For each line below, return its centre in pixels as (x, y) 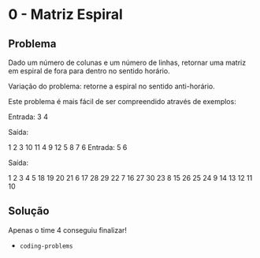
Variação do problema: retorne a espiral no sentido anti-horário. (111, 86)
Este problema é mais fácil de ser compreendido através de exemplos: (122, 101)
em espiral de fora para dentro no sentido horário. (89, 71)
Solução (29, 211)
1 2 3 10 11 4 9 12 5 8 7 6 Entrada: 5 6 (68, 147)
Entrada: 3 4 (28, 117)
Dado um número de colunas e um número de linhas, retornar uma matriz (127, 62)
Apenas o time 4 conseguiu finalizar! (68, 230)
